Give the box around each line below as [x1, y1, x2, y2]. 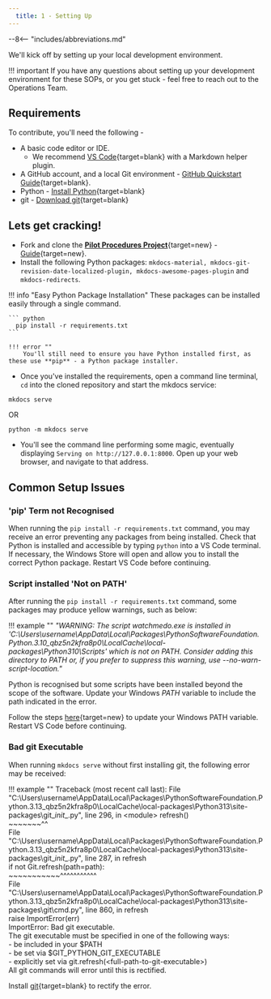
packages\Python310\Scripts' [8, 646, 108, 657]
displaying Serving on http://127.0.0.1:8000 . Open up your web [19, 448, 239, 458]
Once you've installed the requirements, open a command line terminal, [19, 371, 259, 381]
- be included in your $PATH [8, 939, 103, 949]
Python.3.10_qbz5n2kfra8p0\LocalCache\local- [8, 638, 166, 648]
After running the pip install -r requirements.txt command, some [8, 597, 237, 607]
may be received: [8, 768, 66, 778]
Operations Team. [8, 83, 68, 92]
